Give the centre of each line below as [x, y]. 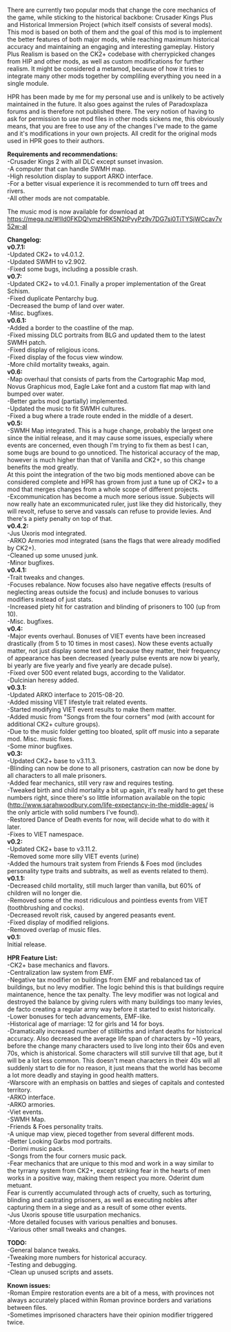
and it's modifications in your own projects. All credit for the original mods [112, 133]
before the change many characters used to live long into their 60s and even [116, 1046]
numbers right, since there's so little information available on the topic [106, 798]
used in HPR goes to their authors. [56, 141]
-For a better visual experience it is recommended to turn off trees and [108, 183]
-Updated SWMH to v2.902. [47, 261]
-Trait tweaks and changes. [46, 577]
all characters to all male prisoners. [57, 776]
